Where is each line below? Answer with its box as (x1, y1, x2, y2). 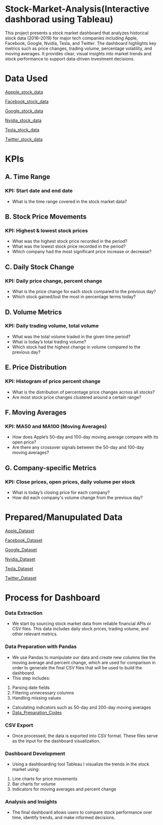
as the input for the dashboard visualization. (12, 738, 101, 744)
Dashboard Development (5, 750, 66, 757)
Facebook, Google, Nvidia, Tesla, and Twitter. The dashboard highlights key (5, 40, 157, 46)
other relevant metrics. (12, 631, 58, 637)
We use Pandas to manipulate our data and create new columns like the (12, 654, 156, 660)
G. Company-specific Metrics (5, 463, 96, 472)
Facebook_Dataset (5, 537, 43, 543)
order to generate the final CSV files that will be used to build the (12, 664, 142, 670)
